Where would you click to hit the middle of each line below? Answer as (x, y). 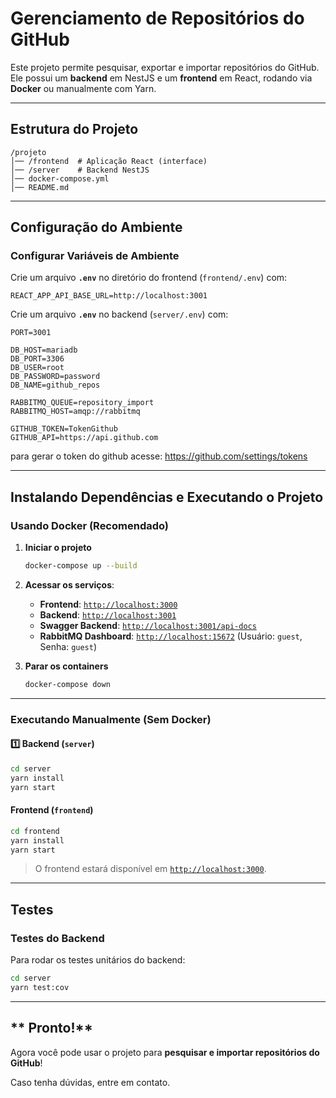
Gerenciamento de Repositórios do (157, 18)
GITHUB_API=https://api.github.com (84, 438)
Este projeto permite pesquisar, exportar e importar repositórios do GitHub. (165, 67)
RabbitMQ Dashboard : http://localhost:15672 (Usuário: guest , (171, 636)
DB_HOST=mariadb (44, 350)
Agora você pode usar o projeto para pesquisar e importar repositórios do (165, 1052)
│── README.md (40, 187)
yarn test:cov (40, 988)
